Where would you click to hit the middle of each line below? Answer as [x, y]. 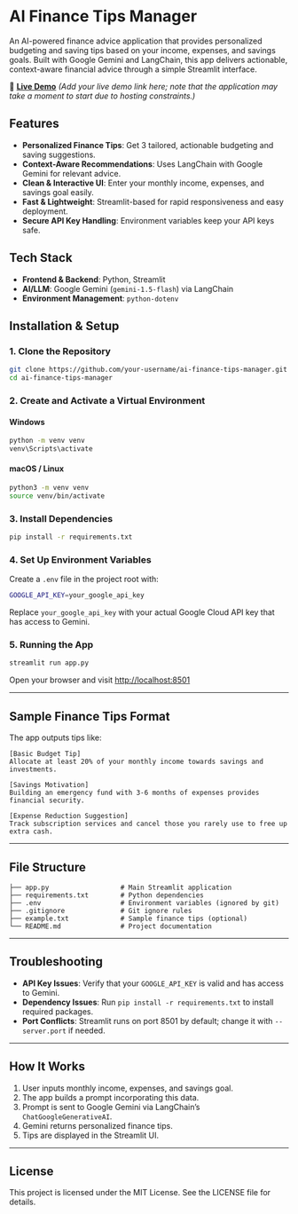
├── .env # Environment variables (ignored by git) [144, 903]
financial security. [47, 800]
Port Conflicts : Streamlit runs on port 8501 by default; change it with [147, 1021]
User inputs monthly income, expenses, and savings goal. [127, 1088]
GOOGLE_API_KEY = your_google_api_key [77, 595]
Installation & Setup [64, 326]
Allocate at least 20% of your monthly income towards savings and [137, 762]
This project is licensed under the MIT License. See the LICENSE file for [140, 1193]
